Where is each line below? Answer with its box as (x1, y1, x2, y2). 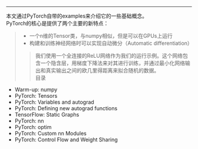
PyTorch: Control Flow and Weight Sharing (14, 136, 118, 143)
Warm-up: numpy (14, 86, 58, 93)
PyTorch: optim (14, 124, 52, 130)
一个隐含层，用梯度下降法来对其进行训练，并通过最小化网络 (40, 59, 186, 67)
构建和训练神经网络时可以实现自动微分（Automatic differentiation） (29, 39, 193, 47)
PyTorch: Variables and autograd (14, 98, 94, 105)
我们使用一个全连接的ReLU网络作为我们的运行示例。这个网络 (35, 52, 183, 59)
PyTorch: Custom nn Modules (14, 130, 87, 137)
